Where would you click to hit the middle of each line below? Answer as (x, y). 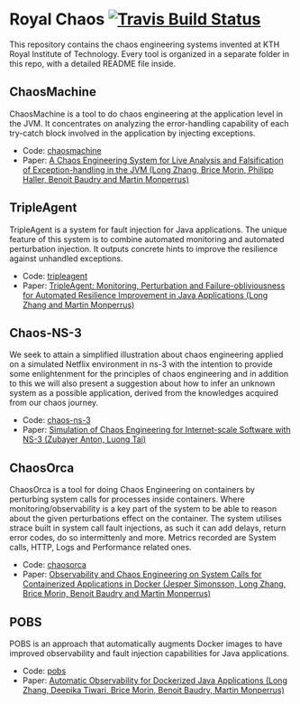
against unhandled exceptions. (66, 258)
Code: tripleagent (55, 276)
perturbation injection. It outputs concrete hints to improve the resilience (144, 249)
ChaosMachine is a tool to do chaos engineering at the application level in (146, 114)
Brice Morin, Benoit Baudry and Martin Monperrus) (117, 594)
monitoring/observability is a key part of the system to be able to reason (143, 509)
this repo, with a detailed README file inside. (93, 63)
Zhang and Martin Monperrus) (78, 305)
